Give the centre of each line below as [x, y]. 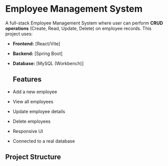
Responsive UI [28, 131]
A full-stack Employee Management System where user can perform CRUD [84, 23]
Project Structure [33, 157]
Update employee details [39, 111]
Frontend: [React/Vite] [36, 43]
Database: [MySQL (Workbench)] [48, 63]
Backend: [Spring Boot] [37, 53]
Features [27, 79]
